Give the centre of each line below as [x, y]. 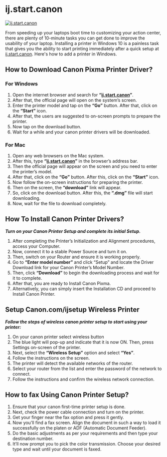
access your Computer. [36, 246]
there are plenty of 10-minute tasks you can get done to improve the [75, 38]
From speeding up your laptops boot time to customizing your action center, [83, 32]
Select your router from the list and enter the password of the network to [87, 369]
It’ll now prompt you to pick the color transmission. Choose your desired [86, 444]
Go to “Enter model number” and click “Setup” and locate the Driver [83, 262]
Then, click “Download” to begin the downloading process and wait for [86, 273]
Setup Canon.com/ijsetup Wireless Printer [72, 310]
